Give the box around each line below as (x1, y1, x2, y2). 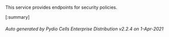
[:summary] (5, 14, 30, 20)
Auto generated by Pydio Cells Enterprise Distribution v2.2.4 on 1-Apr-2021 (5, 25, 164, 32)
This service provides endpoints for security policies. (5, 5, 118, 10)
